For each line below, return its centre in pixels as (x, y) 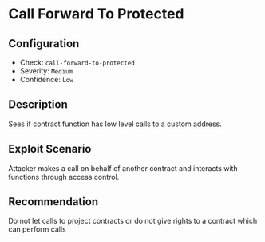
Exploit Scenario (50, 149)
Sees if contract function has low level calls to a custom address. (115, 124)
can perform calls (37, 229)
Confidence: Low (46, 79)
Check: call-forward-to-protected (77, 62)
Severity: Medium (46, 71)
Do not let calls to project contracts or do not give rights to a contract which (133, 221)
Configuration (44, 44)
